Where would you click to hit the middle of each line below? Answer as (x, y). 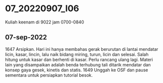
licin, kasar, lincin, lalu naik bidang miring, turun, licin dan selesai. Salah (77, 54)
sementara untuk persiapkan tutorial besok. (49, 75)
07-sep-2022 (26, 37)
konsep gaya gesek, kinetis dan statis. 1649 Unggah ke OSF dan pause (77, 70)
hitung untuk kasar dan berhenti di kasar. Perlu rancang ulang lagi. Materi (79, 60)
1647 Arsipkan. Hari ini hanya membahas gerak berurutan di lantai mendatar (82, 49)
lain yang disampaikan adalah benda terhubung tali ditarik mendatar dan (78, 64)
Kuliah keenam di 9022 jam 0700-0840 (45, 22)
